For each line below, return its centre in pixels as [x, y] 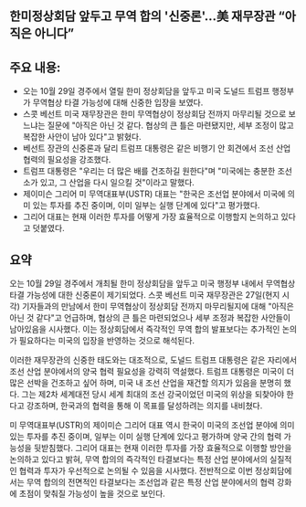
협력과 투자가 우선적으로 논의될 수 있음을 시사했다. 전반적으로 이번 [136, 471]
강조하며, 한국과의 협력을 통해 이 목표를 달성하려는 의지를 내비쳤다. [144, 406]
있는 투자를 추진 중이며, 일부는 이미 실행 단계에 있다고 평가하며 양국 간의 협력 [146, 437]
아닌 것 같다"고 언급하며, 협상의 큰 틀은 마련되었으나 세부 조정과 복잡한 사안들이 [150, 318]
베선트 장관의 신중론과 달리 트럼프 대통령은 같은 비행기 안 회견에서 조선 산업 [157, 148]
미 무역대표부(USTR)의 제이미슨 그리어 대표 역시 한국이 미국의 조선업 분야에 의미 [152, 425]
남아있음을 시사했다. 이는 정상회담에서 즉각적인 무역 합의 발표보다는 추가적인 [145, 329]
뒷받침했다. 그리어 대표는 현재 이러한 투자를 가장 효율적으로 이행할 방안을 [163, 448]
